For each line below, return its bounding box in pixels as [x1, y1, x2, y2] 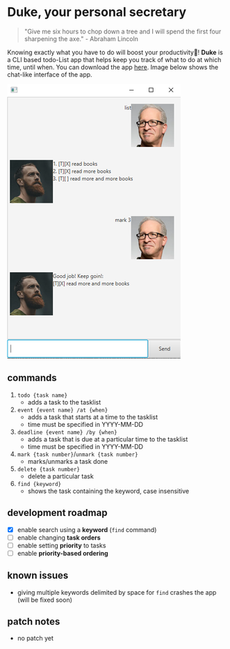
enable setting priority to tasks [17, 541, 106, 549]
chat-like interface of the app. [7, 70, 92, 79]
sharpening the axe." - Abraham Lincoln [24, 34, 139, 42]
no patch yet [17, 634, 54, 643]
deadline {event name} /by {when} [17, 429, 117, 436]
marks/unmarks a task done [27, 457, 108, 465]
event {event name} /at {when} [17, 407, 108, 414]
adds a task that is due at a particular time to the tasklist [27, 435, 188, 443]
